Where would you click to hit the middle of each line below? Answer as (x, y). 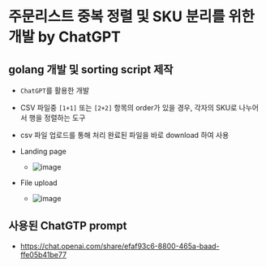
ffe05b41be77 (43, 254)
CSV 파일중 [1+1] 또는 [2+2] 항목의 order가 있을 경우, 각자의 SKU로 (129, 108)
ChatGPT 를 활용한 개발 (55, 90)
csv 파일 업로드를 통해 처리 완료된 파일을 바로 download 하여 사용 (124, 135)
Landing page (43, 151)
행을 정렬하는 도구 (57, 118)
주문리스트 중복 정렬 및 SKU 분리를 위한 (132, 17)
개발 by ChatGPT (65, 37)
